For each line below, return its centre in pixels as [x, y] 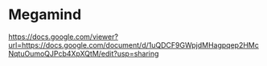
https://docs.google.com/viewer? [64, 37]
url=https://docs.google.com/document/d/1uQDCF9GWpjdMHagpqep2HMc [133, 45]
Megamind [45, 15]
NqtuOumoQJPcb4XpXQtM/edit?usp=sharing [84, 53]
